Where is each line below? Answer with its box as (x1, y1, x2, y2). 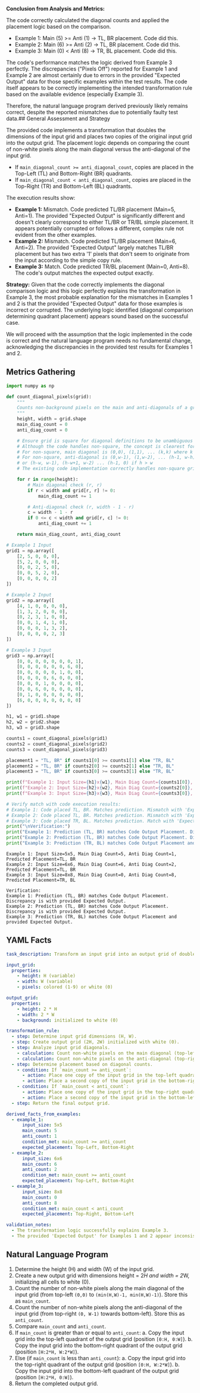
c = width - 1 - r (27, 510, 73, 516)
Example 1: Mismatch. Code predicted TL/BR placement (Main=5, (14, 206, 176, 213)
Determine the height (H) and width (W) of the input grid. (14, 1265, 155, 1273)
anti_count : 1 (21, 1133, 58, 1139)
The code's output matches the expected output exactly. (14, 269, 154, 276)
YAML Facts (6, 935, 52, 946)
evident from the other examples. (14, 231, 97, 238)
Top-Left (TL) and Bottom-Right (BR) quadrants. (14, 170, 133, 177)
